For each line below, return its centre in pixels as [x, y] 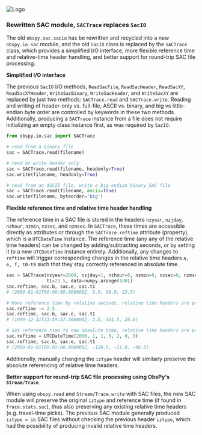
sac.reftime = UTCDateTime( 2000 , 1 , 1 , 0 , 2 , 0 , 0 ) [72, 336]
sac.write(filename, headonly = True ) [52, 174]
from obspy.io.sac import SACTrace [51, 136]
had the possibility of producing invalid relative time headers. [82, 425]
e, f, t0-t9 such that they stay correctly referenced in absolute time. [93, 264]
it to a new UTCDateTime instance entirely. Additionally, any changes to [92, 252]
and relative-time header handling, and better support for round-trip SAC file [101, 57]
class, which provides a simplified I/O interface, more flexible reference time [101, 50]
